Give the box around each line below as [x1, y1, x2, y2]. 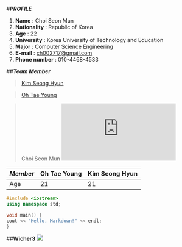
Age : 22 [15, 30, 38, 37]
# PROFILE [6, 5, 32, 12]
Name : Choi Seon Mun [15, 17, 74, 24]
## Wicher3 [6, 235, 36, 243]
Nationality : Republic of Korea [15, 24, 93, 30]
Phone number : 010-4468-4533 [15, 56, 99, 63]
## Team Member [6, 68, 51, 75]
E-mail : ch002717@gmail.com [15, 49, 93, 57]
